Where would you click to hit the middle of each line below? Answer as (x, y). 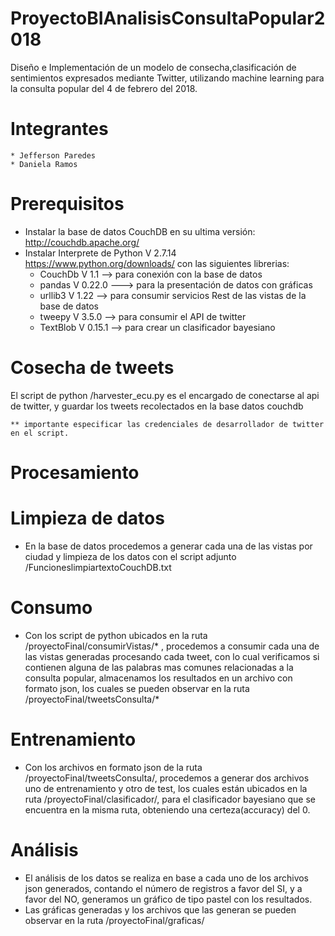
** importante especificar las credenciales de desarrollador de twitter (167, 424)
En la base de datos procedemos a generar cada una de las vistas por (168, 546)
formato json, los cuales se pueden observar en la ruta (137, 688)
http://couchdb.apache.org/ (82, 242)
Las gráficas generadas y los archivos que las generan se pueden (160, 909)
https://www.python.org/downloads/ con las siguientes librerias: (157, 263)
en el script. (40, 433)
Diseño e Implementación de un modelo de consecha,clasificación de (153, 67)
